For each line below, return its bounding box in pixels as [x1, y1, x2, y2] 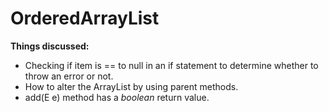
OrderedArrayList [10, 7, 160, 30]
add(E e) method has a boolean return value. [24, 91, 210, 103]
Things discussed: [10, 40, 90, 52]
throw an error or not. [24, 70, 114, 82]
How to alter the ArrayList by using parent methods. [24, 80, 239, 92]
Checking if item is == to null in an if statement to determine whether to [24, 59, 319, 71]
